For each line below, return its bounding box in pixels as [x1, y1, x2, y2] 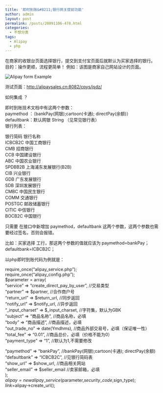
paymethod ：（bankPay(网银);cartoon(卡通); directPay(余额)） [5, 111, 131, 117]
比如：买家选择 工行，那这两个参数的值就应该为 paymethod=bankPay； [5, 240, 149, 246]
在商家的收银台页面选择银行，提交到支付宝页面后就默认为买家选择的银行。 [5, 57, 155, 64]
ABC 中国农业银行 [5, 158, 41, 164]
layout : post [5, 16, 32, 21]
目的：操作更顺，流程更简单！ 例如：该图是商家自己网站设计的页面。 [5, 64, 143, 70]
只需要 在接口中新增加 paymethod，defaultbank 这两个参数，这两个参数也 [5, 223, 154, 229]
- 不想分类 [9, 30, 29, 35]
